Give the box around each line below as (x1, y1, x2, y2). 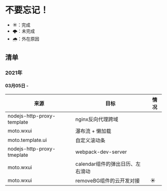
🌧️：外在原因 (12, 36, 40, 42)
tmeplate (7, 152, 28, 159)
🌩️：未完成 (12, 28, 35, 34)
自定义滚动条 (75, 137, 106, 144)
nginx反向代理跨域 (75, 116, 118, 123)
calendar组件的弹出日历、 (75, 161, 136, 168)
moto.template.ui (7, 137, 47, 144)
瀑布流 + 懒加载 (75, 127, 112, 134)
